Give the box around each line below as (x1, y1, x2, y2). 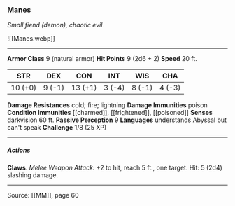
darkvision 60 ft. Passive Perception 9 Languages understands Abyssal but (7, 116, 227, 124)
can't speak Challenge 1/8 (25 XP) (7, 123, 107, 132)
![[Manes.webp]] (7, 34, 56, 43)
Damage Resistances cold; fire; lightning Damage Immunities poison (7, 101, 208, 109)
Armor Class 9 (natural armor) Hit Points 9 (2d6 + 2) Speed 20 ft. (7, 55, 197, 63)
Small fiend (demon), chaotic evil (7, 21, 103, 29)
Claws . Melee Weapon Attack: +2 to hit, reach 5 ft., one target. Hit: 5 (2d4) (7, 163, 222, 172)
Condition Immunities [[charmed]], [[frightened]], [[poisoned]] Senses (7, 109, 213, 117)
